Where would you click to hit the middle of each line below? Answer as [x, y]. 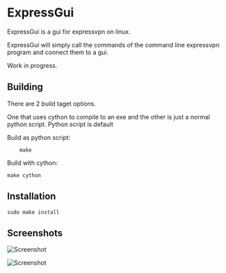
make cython [24, 175]
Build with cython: [33, 163]
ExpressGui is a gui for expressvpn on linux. [69, 32]
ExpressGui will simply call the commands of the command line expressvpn [113, 45]
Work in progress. [32, 65]
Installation [32, 197]
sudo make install [33, 212]
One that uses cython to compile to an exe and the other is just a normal [109, 117]
